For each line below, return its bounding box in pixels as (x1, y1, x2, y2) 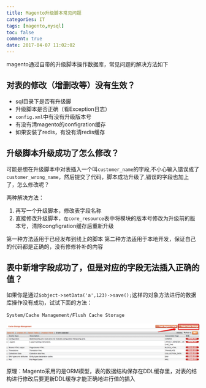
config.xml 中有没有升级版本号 (15, 113, 92, 120)
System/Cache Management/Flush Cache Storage (6, 313, 124, 319)
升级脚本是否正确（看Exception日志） (15, 105, 110, 113)
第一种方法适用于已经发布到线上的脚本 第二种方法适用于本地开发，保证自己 (6, 235, 196, 242)
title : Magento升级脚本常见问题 (6, 10, 82, 16)
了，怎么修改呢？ (6, 181, 50, 188)
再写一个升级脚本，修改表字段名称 (15, 207, 102, 214)
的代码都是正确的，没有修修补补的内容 (6, 243, 103, 250)
